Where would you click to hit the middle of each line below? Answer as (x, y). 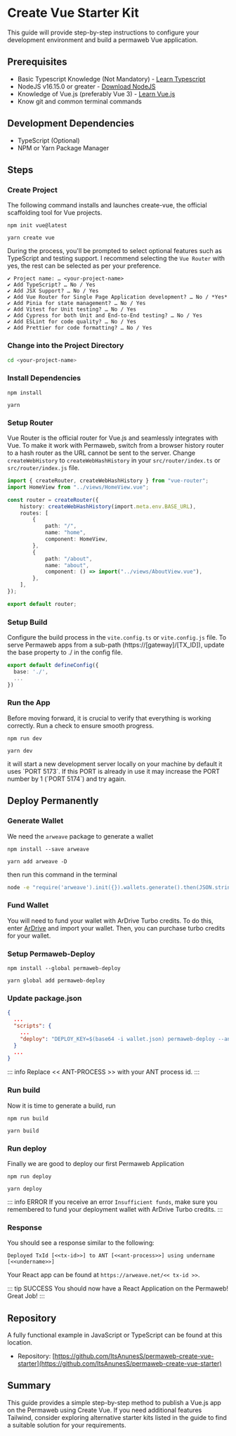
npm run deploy (29, 1176)
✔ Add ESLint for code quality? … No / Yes (72, 322)
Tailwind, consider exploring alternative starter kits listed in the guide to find (117, 1417)
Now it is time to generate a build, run (61, 1106)
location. (20, 1343)
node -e (19, 887)
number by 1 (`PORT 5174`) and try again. (67, 779)
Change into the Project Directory (66, 346)
